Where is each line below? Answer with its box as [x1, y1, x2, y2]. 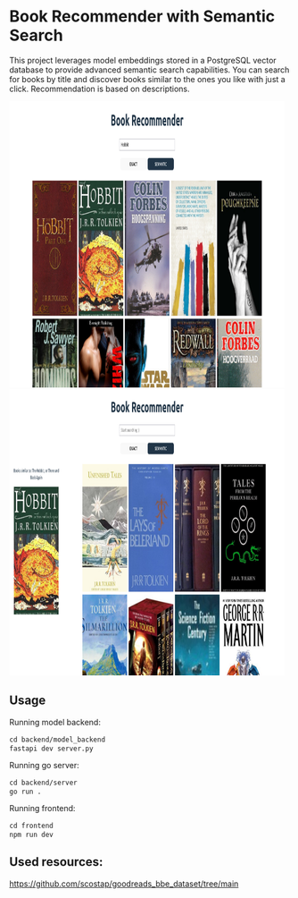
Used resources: [9, 854, 103, 869]
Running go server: [9, 759, 80, 770]
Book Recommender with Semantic [9, 6, 276, 27]
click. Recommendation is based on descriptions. [9, 83, 190, 94]
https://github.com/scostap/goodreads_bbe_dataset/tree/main [9, 878, 239, 889]
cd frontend [9, 821, 54, 830]
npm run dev [9, 830, 54, 839]
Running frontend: [9, 802, 76, 813]
